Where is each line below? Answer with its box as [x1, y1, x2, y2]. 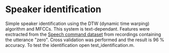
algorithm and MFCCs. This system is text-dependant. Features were [5, 25, 150, 32]
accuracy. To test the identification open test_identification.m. [5, 42, 135, 48]
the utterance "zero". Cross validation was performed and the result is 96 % [5, 37, 164, 43]
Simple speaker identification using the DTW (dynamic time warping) [5, 20, 150, 26]
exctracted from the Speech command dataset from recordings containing [5, 31, 161, 37]
